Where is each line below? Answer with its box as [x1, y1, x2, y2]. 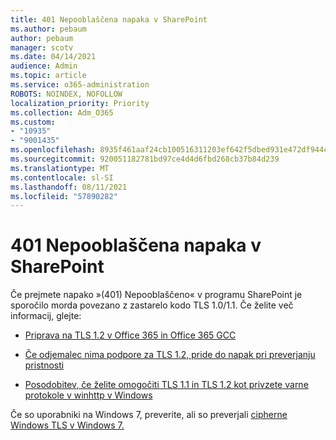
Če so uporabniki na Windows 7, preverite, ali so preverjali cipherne [10, 409, 288, 421]
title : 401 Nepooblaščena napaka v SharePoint [10, 14, 208, 25]
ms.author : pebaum [10, 24, 87, 34]
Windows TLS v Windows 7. [10, 419, 125, 431]
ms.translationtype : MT [10, 163, 110, 173]
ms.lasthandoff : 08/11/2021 [10, 182, 128, 192]
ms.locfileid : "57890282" [10, 191, 118, 201]
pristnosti [24, 359, 65, 371]
